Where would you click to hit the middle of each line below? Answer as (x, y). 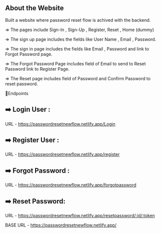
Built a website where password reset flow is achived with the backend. (78, 20)
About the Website (35, 8)
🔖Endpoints (17, 93)
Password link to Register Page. (37, 69)
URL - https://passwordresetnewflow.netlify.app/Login (60, 124)
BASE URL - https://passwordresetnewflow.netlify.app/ (61, 225)
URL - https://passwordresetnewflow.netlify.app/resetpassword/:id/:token (80, 216)
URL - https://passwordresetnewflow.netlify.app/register (62, 154)
